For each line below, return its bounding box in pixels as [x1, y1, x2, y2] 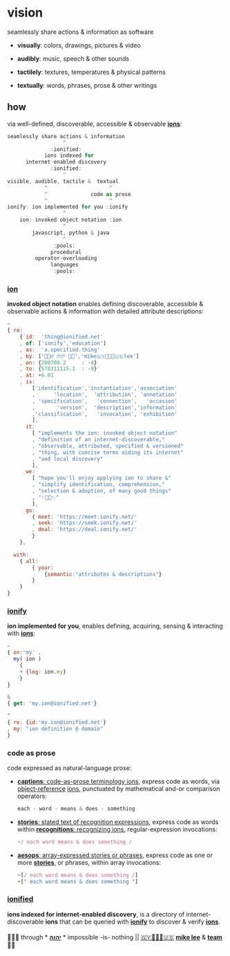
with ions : [7, 629, 36, 638]
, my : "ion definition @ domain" [7, 725, 104, 732]
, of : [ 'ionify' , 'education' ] [19, 340, 107, 347]
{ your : [32, 564, 54, 571]
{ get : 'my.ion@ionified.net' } [7, 700, 97, 707]
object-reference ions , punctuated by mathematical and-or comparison [17, 785, 220, 793]
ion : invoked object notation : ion [19, 216, 122, 224]
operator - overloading [35, 255, 97, 262]
